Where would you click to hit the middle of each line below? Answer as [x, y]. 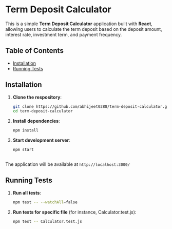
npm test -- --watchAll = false [45, 202]
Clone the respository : [37, 97]
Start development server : [41, 140]
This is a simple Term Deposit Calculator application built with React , [79, 24]
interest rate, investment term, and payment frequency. [64, 34]
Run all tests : [27, 193]
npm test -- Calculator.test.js [47, 221]
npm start [23, 150]
